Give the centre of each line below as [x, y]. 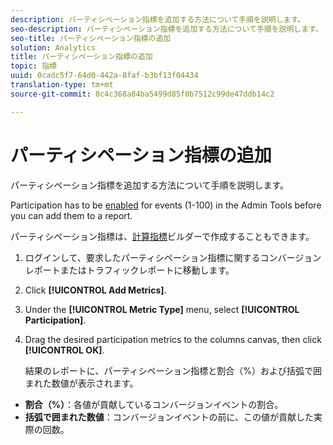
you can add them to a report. [71, 215]
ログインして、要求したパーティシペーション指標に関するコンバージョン [173, 257]
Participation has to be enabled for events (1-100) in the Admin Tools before [166, 205]
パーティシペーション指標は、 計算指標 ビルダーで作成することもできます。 [162, 236]
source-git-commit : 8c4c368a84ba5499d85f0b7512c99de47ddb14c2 [142, 94]
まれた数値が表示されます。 [81, 383]
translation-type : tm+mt [62, 85]
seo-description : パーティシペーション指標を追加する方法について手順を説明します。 [166, 29]
